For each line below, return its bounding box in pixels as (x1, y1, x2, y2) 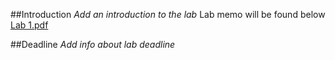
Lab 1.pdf (10, 19, 49, 31)
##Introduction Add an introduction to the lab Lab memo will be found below (10, 9, 326, 20)
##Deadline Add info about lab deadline (10, 39, 176, 50)
